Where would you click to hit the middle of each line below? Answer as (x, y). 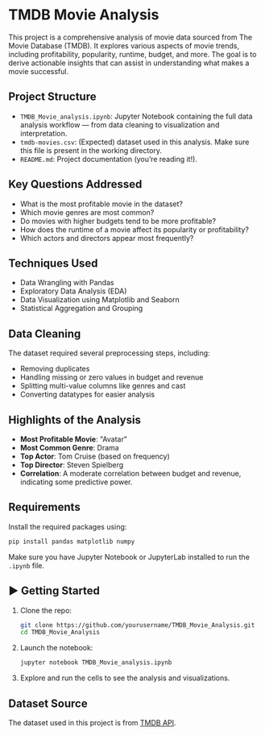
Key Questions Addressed (75, 184)
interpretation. (43, 133)
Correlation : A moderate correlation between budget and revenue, (130, 473)
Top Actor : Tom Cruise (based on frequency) (95, 456)
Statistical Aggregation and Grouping (81, 309)
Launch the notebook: (56, 648)
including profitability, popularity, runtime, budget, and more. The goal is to (132, 54)
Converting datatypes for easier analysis (87, 394)
